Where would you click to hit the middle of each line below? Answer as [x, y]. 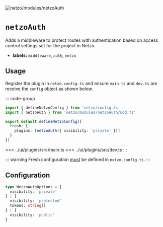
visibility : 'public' [32, 215]
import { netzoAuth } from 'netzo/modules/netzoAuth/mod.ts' [71, 112]
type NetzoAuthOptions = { [33, 187]
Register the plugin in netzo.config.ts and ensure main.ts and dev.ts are [81, 83]
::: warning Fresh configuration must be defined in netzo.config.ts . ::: [78, 159]
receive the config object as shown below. [49, 89]
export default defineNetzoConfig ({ [44, 121]
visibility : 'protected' [36, 201]
